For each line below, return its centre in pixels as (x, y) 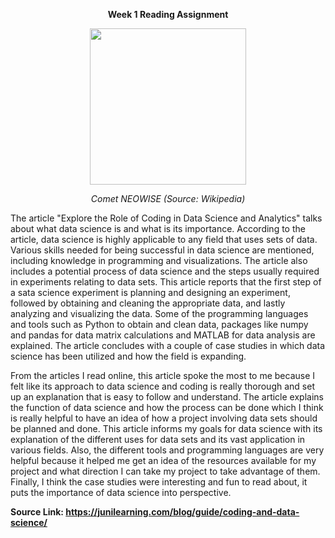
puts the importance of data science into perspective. (121, 492)
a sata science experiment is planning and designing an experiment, (150, 292)
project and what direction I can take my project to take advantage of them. (165, 471)
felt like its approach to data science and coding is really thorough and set (162, 386)
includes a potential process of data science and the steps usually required (165, 271)
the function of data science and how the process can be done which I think (167, 407)
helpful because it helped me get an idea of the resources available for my (163, 460)
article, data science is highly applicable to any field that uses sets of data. (164, 239)
